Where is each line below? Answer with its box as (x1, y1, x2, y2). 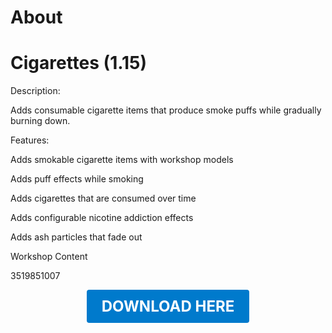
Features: (10, 134, 50, 146)
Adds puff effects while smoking (10, 173, 144, 185)
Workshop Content (10, 251, 88, 263)
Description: (10, 85, 61, 97)
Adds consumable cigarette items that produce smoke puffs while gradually (10, 104, 322, 116)
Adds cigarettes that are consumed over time (10, 192, 197, 205)
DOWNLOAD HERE (101, 297, 235, 316)
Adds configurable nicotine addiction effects (10, 212, 194, 224)
